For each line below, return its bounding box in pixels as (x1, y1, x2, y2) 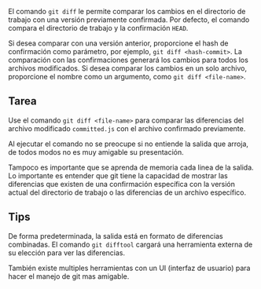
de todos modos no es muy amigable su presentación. (8, 147, 185, 156)
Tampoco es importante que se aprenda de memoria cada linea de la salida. (8, 163, 254, 172)
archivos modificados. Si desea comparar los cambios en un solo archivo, (8, 64, 248, 73)
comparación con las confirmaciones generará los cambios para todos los (8, 55, 249, 64)
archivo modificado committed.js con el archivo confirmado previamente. (8, 123, 246, 133)
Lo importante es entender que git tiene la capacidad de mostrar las (8, 170, 228, 180)
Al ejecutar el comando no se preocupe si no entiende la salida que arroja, (8, 139, 249, 148)
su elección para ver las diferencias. (8, 247, 126, 258)
